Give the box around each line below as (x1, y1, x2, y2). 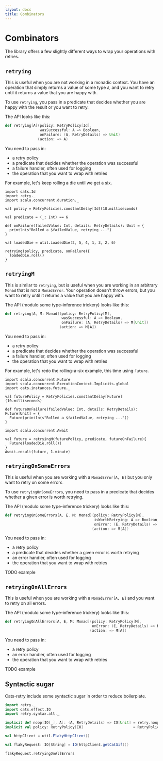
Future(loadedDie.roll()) (9, 441, 62, 446)
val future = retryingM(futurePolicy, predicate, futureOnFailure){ (5, 437, 147, 442)
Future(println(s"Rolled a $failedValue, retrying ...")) (9, 416, 130, 421)
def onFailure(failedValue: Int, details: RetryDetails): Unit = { (5, 223, 145, 228)
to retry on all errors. (5, 600, 46, 606)
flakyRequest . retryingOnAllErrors (5, 751, 75, 756)
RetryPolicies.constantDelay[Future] (46, 394, 123, 399)
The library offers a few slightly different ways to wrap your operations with (5, 49, 156, 54)
